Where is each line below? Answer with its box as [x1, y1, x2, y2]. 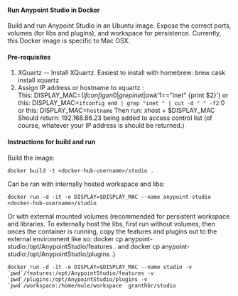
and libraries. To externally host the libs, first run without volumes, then [7, 219, 215, 228]
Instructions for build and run [7, 138, 96, 146]
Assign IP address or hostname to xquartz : [17, 84, 144, 92]
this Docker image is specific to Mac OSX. [7, 36, 131, 45]
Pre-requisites [7, 53, 51, 61]
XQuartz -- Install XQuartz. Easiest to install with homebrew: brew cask [17, 68, 226, 77]
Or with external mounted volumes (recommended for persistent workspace [7, 212, 230, 220]
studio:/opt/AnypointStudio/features [7, 242, 113, 251]
